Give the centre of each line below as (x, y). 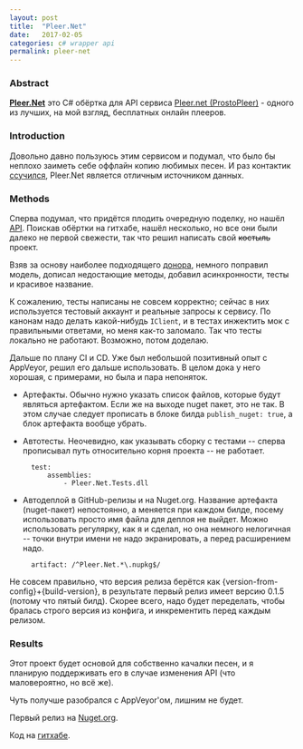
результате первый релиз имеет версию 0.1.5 (196, 591)
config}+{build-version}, (55, 591)
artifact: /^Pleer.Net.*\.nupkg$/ (96, 565)
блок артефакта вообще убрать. (85, 423)
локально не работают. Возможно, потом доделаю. (109, 340)
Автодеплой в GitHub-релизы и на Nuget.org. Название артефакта (150, 501)
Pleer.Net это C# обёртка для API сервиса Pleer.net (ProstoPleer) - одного (151, 103)
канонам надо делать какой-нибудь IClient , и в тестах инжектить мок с (149, 321)
